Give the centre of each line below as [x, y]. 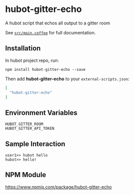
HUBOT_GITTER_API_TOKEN [30, 129]
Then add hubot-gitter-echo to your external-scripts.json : [67, 79]
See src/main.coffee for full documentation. [51, 32]
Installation [23, 48]
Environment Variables [41, 112]
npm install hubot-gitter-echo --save [45, 69]
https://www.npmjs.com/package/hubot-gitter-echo [59, 187]
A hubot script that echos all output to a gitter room [58, 23]
